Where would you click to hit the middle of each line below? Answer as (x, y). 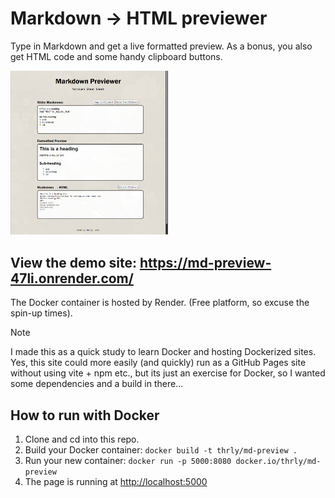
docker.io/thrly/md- (278, 462)
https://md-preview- (205, 262)
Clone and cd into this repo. (82, 439)
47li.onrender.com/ (72, 278)
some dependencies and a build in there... (97, 384)
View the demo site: (73, 262)
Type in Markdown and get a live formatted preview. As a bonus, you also (161, 46)
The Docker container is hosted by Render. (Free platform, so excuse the (160, 303)
